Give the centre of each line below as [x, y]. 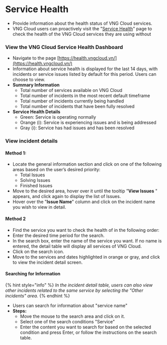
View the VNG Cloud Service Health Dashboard [64, 47]
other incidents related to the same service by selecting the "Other [74, 290]
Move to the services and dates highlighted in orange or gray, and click [86, 257]
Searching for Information [33, 274]
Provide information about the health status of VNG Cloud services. [82, 23]
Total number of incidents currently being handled [72, 101]
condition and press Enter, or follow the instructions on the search [88, 332]
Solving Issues [35, 180]
